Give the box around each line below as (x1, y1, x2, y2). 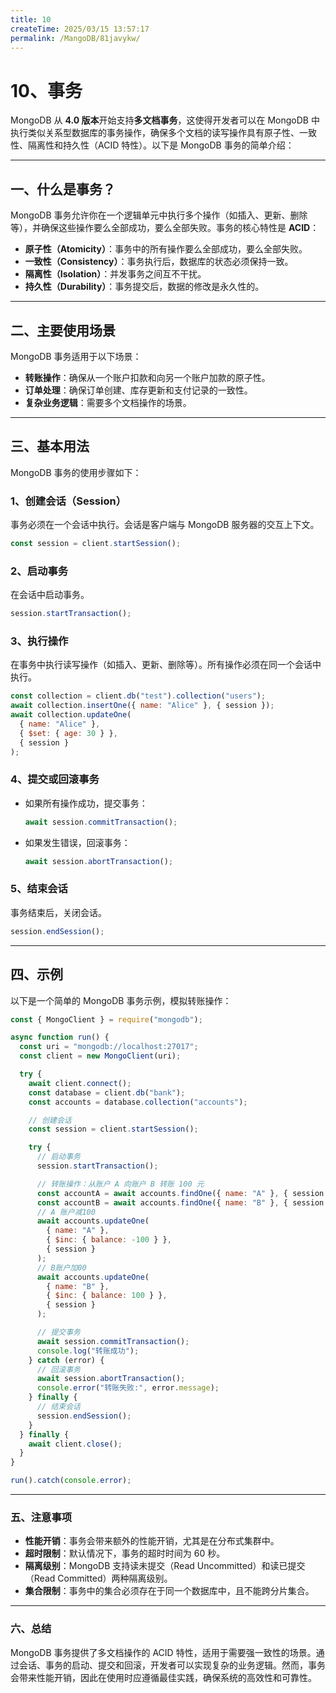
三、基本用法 (10, 438, 90, 455)
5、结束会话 (10, 882, 68, 896)
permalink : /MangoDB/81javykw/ (10, 33, 141, 43)
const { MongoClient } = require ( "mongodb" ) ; (10, 1014, 203, 1025)
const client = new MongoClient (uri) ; (19, 1051, 182, 1061)
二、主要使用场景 (10, 322, 116, 339)
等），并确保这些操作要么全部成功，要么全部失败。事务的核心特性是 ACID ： (10, 222, 320, 234)
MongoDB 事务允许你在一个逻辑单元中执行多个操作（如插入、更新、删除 (10, 209, 308, 221)
